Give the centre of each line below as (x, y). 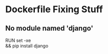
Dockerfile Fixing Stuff (54, 9)
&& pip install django (27, 46)
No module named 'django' (49, 28)
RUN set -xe (18, 40)
